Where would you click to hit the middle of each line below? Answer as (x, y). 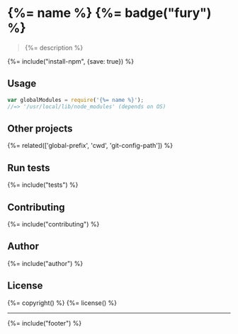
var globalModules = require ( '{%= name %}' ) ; (75, 100)
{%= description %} (54, 47)
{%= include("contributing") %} (53, 224)
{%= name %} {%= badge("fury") (109, 13)
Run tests (29, 168)
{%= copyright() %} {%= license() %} (62, 303)
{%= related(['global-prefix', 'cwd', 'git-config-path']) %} (90, 146)
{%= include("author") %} (45, 263)
